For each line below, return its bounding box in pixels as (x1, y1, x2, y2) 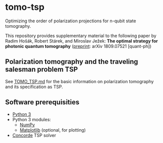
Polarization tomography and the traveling (5, 57, 138, 66)
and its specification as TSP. (5, 84, 63, 90)
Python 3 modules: (12, 116, 51, 122)
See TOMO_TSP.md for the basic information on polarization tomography (5, 78, 154, 84)
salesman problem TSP (5, 65, 78, 74)
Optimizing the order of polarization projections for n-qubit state (5, 18, 136, 24)
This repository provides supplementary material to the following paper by (5, 33, 157, 39)
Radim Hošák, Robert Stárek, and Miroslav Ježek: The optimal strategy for (5, 38, 158, 44)
